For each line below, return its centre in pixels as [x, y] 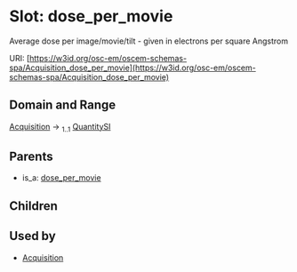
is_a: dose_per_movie [61, 178]
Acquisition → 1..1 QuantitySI [60, 128]
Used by [32, 236]
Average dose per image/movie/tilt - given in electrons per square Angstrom [149, 41]
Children [33, 206]
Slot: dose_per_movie [91, 16]
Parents [31, 156]
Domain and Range [63, 105]
